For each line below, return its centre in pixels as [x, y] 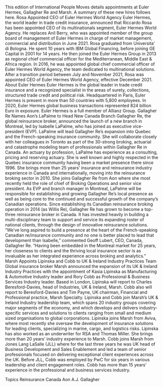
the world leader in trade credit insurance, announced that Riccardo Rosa [79, 22]
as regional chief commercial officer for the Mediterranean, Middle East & [79, 59]
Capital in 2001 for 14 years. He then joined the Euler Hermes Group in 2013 [81, 54]
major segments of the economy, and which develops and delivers [72, 308]
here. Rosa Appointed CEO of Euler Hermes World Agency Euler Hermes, [78, 17]
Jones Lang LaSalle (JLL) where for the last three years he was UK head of [80, 344]
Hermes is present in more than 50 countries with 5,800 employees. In [76, 100]
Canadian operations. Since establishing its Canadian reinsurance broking [79, 204]
